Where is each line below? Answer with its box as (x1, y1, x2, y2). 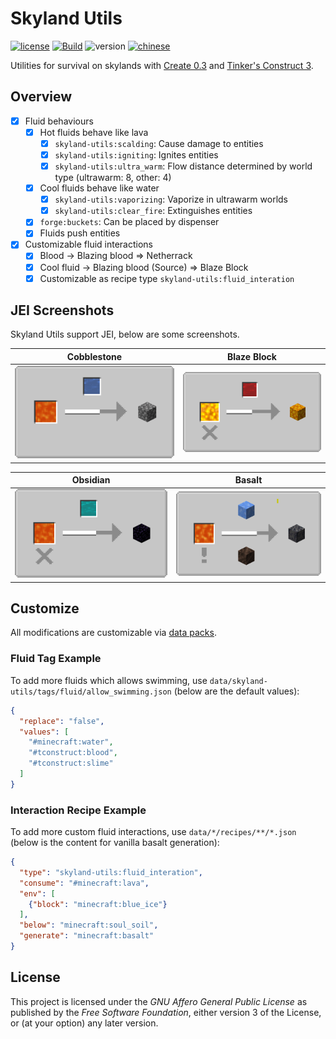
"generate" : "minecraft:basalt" (19, 931, 155, 941)
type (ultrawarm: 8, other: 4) (54, 172, 172, 184)
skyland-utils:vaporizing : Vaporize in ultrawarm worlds (54, 193, 288, 206)
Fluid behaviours (24, 115, 94, 127)
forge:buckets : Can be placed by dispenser (39, 216, 220, 228)
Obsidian (71, 474, 111, 486)
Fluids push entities (39, 227, 121, 239)
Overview (10, 88, 73, 106)
